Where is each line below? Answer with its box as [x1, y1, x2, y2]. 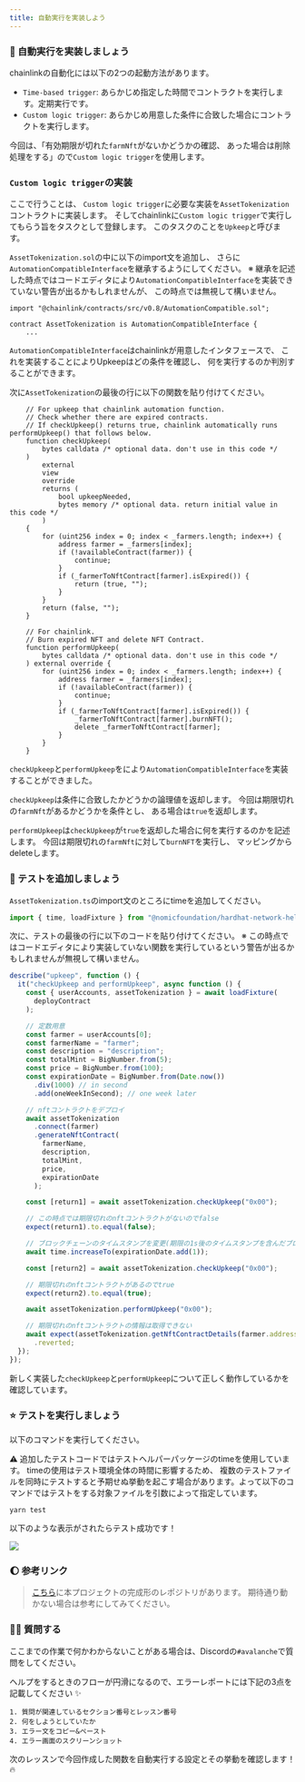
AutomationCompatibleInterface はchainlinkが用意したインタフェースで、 [9, 345, 280, 356]
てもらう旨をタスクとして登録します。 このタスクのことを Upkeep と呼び [9, 222, 274, 232]
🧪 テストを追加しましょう [9, 872, 121, 885]
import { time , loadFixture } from [9, 913, 144, 922]
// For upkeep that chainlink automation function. [25, 405, 225, 414]
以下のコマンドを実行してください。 [9, 1433, 145, 1444]
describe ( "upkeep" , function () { [9, 971, 141, 980]
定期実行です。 [37, 97, 93, 109]
